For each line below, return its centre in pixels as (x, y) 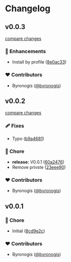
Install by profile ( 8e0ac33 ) (39, 62)
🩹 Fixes (15, 126)
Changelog (28, 9)
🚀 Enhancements (26, 51)
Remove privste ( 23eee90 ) (39, 167)
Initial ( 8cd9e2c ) (28, 231)
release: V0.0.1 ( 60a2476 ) (38, 162)
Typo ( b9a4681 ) (28, 138)
